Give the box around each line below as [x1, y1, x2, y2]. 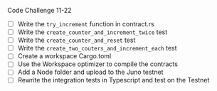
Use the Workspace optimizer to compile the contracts [17, 60, 178, 68]
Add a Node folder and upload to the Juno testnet [17, 68, 164, 77]
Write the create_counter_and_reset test [17, 36, 136, 45]
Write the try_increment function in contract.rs [17, 20, 154, 28]
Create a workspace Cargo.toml [17, 52, 112, 60]
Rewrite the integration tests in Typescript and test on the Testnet [17, 76, 210, 85]
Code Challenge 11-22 [7, 6, 72, 14]
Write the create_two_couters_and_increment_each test [17, 44, 177, 53]
